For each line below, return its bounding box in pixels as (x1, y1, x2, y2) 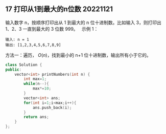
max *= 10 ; (32, 86, 52, 91)
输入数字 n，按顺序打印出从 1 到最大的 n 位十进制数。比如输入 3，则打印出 (5, 19, 162, 26)
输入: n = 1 (5, 37, 29, 42)
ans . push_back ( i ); (32, 105, 72, 110)
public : (5, 67, 22, 72)
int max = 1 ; (23, 76, 47, 82)
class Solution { (5, 62, 42, 68)
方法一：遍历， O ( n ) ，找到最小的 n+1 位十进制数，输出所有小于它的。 (5, 52, 152, 58)
